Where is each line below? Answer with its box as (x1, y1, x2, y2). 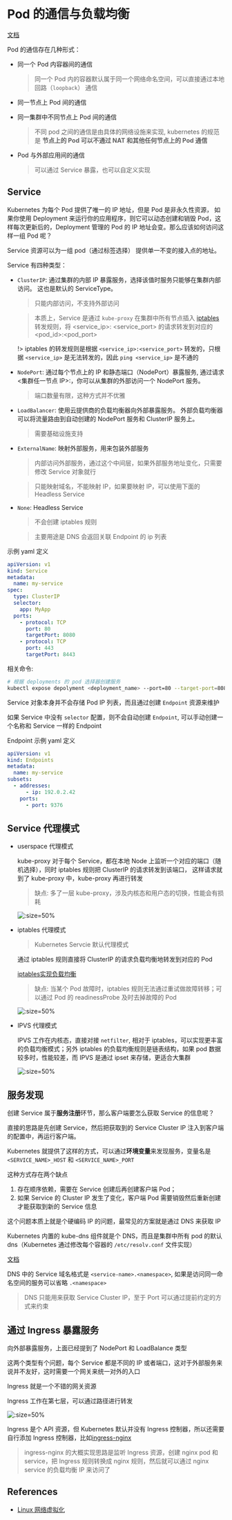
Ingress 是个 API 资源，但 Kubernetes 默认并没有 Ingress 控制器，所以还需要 (7, 1424, 224, 1433)
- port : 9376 (25, 802, 64, 808)
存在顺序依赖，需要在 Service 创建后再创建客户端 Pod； (17, 1185, 177, 1194)
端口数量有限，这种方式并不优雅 (34, 391, 126, 399)
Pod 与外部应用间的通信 (17, 150, 85, 159)
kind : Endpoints (7, 757, 54, 763)
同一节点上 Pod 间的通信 (17, 98, 87, 106)
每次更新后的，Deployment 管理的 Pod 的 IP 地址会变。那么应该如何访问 (12, 222, 218, 231)
